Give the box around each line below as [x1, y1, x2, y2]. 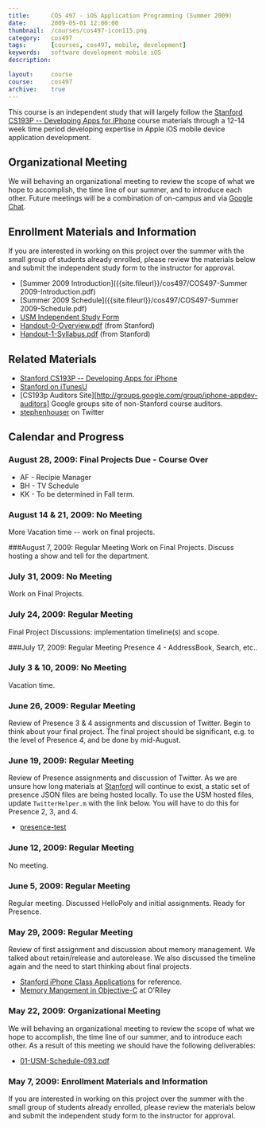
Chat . [8, 202, 26, 212]
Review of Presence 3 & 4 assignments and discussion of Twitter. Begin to [8, 718, 252, 728]
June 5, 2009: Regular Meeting [8, 880, 131, 892]
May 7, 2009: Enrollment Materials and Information [8, 1075, 208, 1087]
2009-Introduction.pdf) [19, 287, 97, 297]
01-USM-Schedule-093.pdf [19, 1056, 110, 1065]
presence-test [19, 822, 67, 832]
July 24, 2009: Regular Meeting [8, 609, 133, 620]
